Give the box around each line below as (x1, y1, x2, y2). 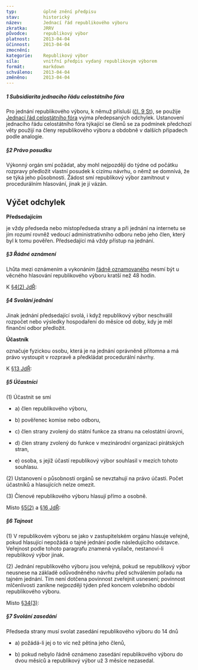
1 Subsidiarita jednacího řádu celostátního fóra (6, 93, 125, 100)
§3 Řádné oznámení (6, 251, 56, 258)
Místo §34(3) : (6, 599, 40, 606)
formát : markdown (6, 63, 65, 70)
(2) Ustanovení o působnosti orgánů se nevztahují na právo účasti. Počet (6, 474, 183, 482)
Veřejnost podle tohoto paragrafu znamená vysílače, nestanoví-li (6, 545, 164, 552)
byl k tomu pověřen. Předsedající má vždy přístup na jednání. (6, 237, 155, 244)
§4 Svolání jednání (6, 297, 53, 304)
